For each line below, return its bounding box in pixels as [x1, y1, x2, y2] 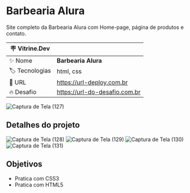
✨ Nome [9, 56, 32, 64]
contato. [6, 30, 27, 37]
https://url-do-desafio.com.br [57, 87, 141, 96]
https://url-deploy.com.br [57, 78, 128, 86]
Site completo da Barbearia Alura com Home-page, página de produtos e [6, 24, 184, 31]
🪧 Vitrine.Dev [9, 44, 50, 53]
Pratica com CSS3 [14, 175, 60, 182]
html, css [57, 67, 82, 76]
